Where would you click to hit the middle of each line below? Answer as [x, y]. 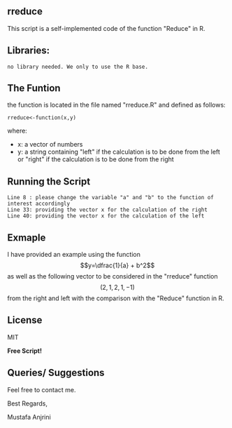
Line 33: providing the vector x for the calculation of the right [108, 210]
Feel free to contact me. [42, 389]
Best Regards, [27, 403]
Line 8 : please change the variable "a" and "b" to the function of [111, 198]
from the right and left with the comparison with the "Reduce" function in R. [116, 298]
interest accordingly [39, 204]
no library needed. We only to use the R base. [78, 67]
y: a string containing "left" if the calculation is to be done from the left [118, 152]
